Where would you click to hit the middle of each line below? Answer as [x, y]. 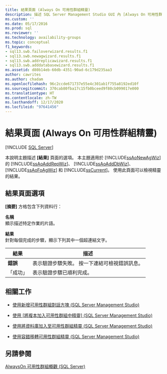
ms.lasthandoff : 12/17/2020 [34, 103]
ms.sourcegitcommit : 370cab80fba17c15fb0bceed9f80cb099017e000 [72, 88]
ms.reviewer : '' [22, 33]
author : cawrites [23, 75]
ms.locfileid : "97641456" [32, 107]
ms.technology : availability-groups [43, 38]
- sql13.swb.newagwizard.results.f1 [43, 56]
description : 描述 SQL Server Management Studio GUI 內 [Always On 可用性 [82, 14]
